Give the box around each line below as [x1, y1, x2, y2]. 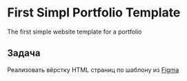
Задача [7, 47, 41, 59]
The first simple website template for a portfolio [7, 27, 142, 36]
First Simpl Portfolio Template [7, 5, 181, 21]
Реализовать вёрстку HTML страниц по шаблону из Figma [7, 65, 179, 73]
